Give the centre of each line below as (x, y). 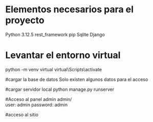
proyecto (25, 20)
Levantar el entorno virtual (63, 55)
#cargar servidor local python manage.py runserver (60, 89)
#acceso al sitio (22, 114)
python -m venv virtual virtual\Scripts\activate (54, 69)
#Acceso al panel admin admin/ (39, 99)
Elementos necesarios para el (70, 9)
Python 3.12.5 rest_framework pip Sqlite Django (55, 34)
